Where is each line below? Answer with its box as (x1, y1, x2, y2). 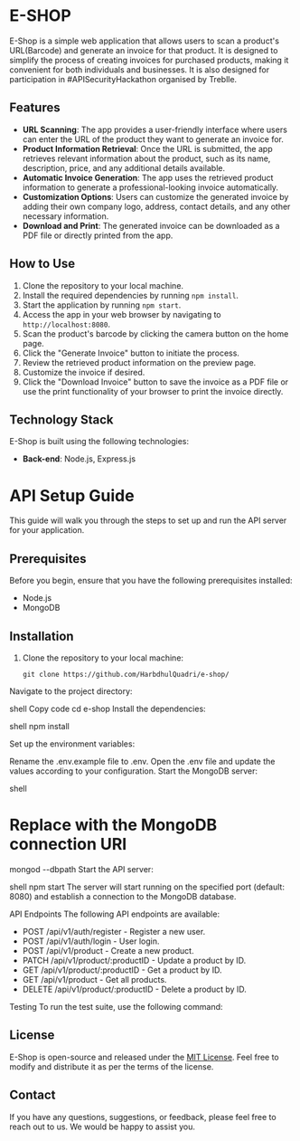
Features (9, 100, 61, 116)
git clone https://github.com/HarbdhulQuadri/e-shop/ (22, 670, 230, 679)
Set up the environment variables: (9, 738, 136, 749)
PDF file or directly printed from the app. (22, 230, 173, 241)
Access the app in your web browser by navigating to (22, 309, 221, 319)
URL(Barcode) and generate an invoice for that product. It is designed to (9, 44, 278, 55)
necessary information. (22, 210, 109, 222)
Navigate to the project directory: (9, 685, 133, 697)
